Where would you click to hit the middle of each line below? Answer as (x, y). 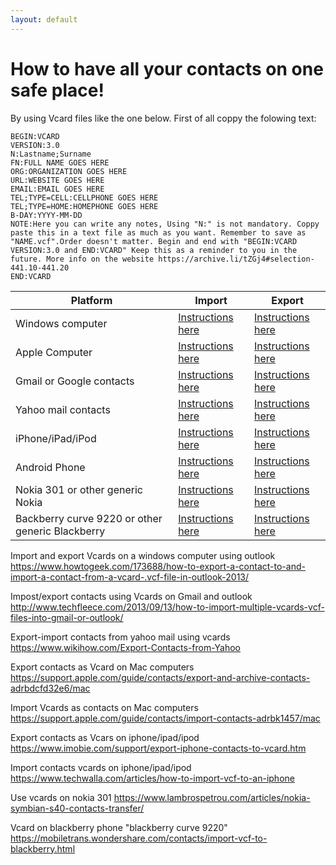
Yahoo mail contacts (63, 409)
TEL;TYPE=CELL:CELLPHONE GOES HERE (84, 197)
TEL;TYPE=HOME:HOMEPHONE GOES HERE (84, 206)
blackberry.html (43, 848)
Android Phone (50, 467)
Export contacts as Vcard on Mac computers (102, 667)
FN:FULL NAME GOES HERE (60, 162)
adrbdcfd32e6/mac (50, 688)
